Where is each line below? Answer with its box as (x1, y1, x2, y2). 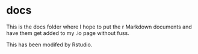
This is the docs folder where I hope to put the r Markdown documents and (6, 23, 193, 30)
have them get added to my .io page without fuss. (6, 29, 129, 36)
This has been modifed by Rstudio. (6, 41, 93, 48)
